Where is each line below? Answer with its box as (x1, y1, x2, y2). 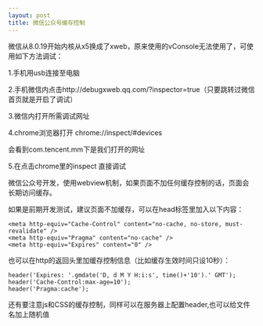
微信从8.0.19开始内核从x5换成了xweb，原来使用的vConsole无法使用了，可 (8, 41, 247, 51)
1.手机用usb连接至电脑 (8, 68, 80, 77)
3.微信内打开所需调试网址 (8, 111, 90, 120)
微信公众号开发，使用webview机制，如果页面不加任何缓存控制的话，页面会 (8, 178, 250, 187)
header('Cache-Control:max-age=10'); (8, 278, 131, 286)
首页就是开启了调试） (8, 94, 77, 104)
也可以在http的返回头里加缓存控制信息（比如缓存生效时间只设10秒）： (8, 255, 231, 265)
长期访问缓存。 (8, 188, 56, 197)
